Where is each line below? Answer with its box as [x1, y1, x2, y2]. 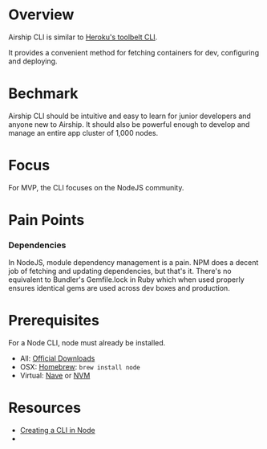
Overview [8, 6, 75, 24]
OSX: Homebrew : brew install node [19, 362, 140, 372]
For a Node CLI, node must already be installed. [8, 338, 166, 348]
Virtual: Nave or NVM [19, 371, 91, 381]
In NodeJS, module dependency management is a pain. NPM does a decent [8, 258, 259, 267]
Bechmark [8, 84, 79, 103]
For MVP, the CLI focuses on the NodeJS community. [8, 182, 184, 192]
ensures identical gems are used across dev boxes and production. [8, 284, 230, 293]
